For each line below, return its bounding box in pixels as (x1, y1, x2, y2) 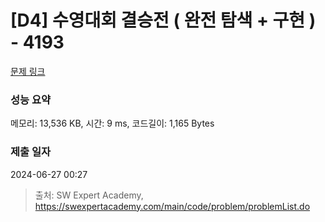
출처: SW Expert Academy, (34, 189, 144, 201)
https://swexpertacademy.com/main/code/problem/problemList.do (34, 200, 311, 212)
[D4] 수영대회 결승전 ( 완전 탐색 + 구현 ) (10, 9, 317, 32)
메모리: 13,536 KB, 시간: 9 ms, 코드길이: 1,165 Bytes (10, 117, 215, 130)
